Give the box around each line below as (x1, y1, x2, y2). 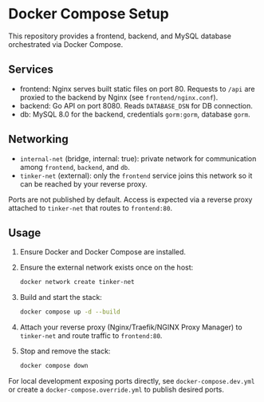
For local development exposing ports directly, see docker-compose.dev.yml (8, 376, 255, 385)
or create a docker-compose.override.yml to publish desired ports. (8, 384, 225, 394)
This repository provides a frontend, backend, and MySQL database (8, 31, 232, 41)
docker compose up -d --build (19, 308, 121, 316)
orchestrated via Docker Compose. (8, 39, 124, 49)
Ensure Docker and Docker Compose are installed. (19, 247, 186, 257)
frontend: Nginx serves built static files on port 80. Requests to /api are (19, 84, 255, 93)
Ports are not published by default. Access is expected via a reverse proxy (8, 195, 253, 204)
